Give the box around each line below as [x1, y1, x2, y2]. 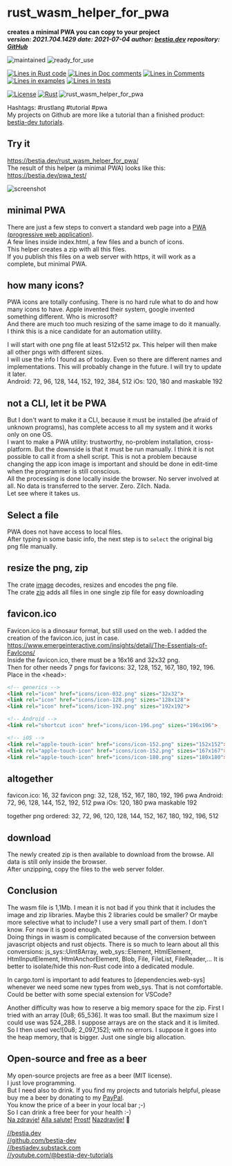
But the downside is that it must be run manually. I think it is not [34, 445, 214, 453]
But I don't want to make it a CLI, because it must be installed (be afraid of [7, 416, 218, 424]
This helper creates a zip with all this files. [7, 245, 126, 253]
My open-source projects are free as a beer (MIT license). [7, 1071, 173, 1080]
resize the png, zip [7, 562, 88, 574]
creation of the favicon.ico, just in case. [7, 634, 119, 642]
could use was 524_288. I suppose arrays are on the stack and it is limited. [7, 1018, 220, 1026]
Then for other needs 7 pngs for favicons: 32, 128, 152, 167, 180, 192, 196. [7, 663, 215, 671]
